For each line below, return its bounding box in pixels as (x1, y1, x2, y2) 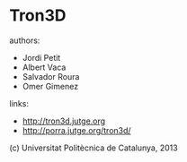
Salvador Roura (22, 71, 80, 81)
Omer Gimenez (22, 81, 79, 91)
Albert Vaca (22, 62, 67, 72)
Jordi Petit (22, 52, 61, 63)
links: (9, 98, 30, 108)
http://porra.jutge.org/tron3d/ (22, 124, 132, 135)
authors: (9, 35, 40, 46)
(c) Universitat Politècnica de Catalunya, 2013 (9, 142, 178, 153)
